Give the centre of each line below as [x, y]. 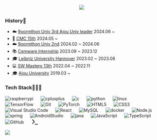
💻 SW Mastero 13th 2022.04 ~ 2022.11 [51, 66]
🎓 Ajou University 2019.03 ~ [41, 73]
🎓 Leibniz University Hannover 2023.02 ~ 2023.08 [64, 59]
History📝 [16, 20]
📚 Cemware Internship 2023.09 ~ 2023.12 [55, 52]
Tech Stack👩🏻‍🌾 [24, 87]
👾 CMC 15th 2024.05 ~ [35, 38]
